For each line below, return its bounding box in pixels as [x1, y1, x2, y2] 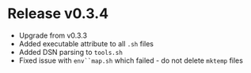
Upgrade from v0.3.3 [18, 31, 88, 40]
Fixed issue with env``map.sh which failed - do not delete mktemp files [18, 56, 243, 65]
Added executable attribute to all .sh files [18, 38, 154, 48]
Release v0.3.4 [7, 5, 108, 23]
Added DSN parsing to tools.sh [18, 47, 124, 57]
